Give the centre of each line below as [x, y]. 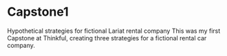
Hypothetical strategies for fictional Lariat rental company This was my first [114, 31]
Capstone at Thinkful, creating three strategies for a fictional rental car [107, 38]
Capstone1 [38, 12]
